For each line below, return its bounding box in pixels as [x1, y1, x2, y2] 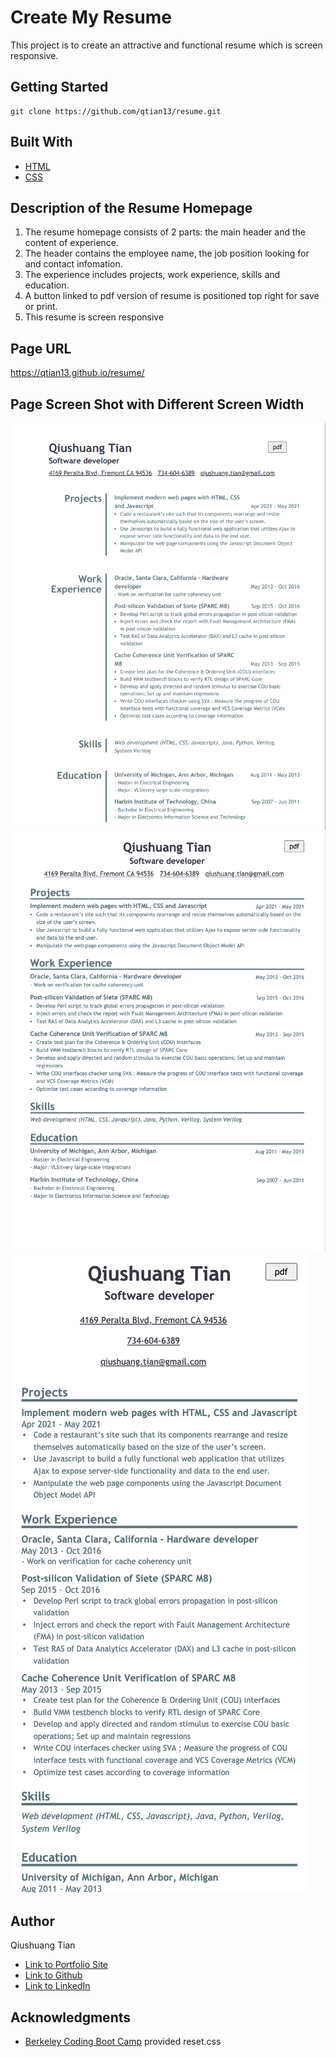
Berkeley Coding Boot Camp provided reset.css [24, 2035, 222, 2047]
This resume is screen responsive [24, 311, 165, 323]
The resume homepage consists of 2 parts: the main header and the [24, 226, 306, 238]
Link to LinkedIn [24, 1980, 91, 1992]
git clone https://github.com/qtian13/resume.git [10, 106, 222, 116]
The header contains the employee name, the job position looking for [24, 247, 310, 260]
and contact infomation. [24, 258, 123, 270]
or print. [24, 301, 58, 313]
